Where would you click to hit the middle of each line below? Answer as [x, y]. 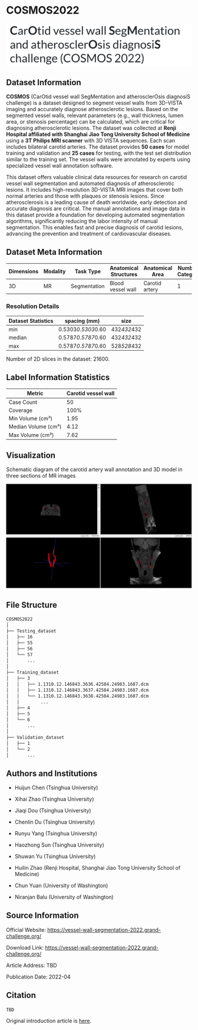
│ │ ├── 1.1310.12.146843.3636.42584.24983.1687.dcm [77, 684]
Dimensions [24, 271]
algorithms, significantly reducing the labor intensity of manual [82, 221]
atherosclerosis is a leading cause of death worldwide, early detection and [97, 202]
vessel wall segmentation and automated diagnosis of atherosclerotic [90, 183]
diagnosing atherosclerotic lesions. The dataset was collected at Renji [91, 128]
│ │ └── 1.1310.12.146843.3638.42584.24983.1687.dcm [77, 696]
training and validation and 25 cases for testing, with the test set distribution [99, 153]
